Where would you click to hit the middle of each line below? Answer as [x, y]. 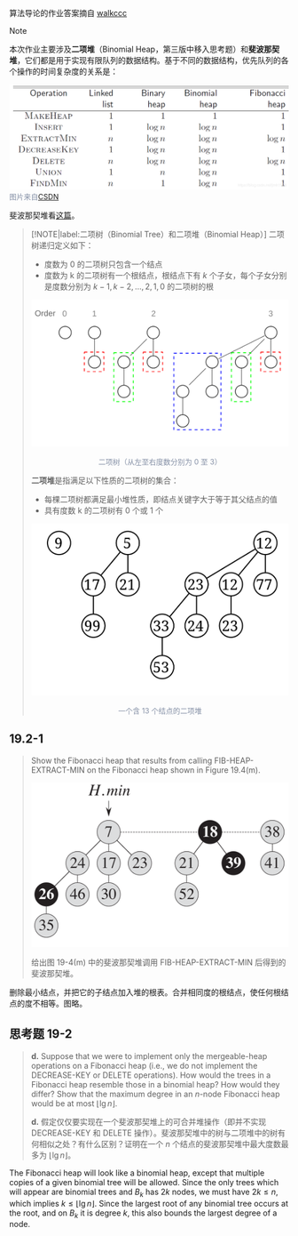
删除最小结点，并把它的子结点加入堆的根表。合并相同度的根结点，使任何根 [145, 992]
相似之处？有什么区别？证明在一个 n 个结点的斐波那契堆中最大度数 [160, 1144]
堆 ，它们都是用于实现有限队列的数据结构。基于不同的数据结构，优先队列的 [145, 60]
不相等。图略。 [59, 1004]
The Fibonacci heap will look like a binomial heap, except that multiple [137, 1173]
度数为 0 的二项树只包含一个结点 [103, 264]
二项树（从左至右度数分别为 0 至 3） [160, 461]
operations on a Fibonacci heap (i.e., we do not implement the [144, 1065]
